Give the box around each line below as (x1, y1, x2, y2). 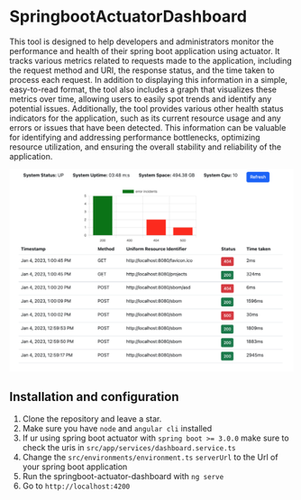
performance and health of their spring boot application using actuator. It (9, 45, 280, 56)
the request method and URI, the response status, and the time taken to (9, 65, 275, 76)
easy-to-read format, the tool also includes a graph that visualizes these (9, 84, 278, 95)
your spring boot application (22, 461, 128, 472)
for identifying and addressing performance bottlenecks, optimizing (9, 132, 260, 142)
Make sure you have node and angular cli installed (22, 423, 213, 433)
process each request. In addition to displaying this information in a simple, (9, 74, 288, 85)
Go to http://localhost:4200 (22, 480, 131, 491)
